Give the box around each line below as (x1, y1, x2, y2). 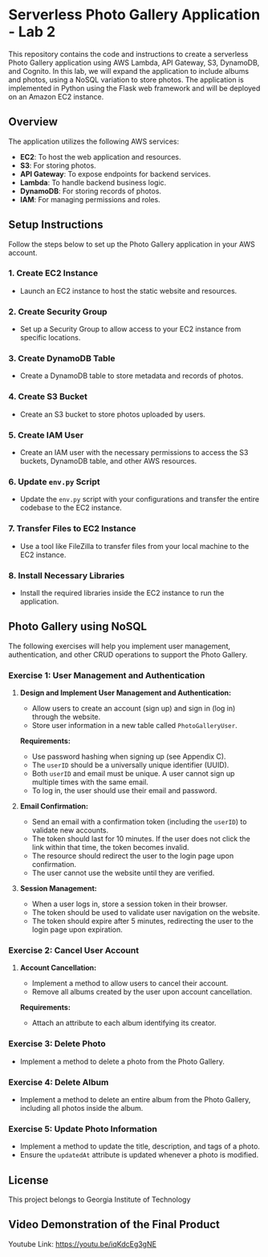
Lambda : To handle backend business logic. (19, 177, 167, 187)
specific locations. (19, 333, 81, 343)
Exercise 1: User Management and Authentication (8, 669, 205, 681)
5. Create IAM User (8, 429, 84, 441)
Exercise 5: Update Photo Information (8, 1123, 158, 1134)
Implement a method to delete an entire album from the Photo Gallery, (19, 1094, 251, 1104)
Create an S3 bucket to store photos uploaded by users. (19, 409, 206, 419)
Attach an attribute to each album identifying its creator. (31, 1018, 217, 1028)
